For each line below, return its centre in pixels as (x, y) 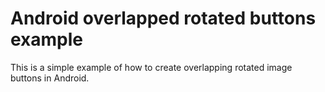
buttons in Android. (50, 78)
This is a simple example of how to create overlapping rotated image (151, 67)
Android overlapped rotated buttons (163, 18)
